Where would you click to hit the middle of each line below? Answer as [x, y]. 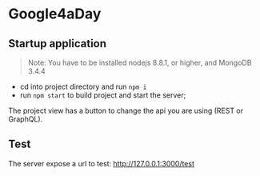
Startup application [57, 44]
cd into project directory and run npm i [83, 86]
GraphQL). [26, 119]
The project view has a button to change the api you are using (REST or [126, 110]
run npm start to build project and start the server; [103, 95]
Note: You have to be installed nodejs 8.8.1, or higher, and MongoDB [140, 62]
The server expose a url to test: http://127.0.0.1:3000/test [101, 163]
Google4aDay [55, 14]
